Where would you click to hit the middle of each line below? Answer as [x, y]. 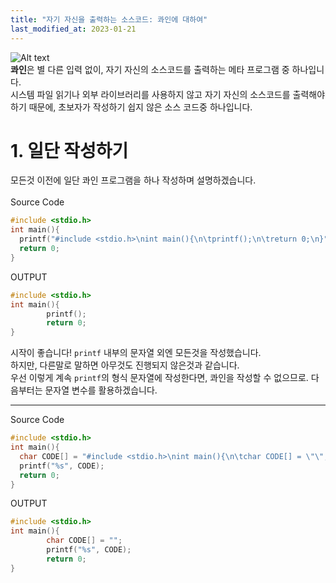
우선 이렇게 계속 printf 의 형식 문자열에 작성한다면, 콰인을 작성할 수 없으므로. [159, 378]
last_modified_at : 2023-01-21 [73, 29]
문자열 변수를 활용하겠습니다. [101, 390]
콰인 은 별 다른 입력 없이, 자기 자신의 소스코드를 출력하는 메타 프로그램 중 [150, 69]
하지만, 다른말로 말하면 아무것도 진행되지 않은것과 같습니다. [125, 365]
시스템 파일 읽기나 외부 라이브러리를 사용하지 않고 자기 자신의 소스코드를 [150, 94]
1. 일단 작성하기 [69, 150]
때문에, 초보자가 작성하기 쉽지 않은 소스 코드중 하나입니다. [140, 107]
